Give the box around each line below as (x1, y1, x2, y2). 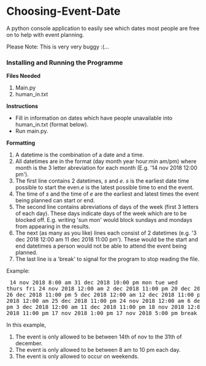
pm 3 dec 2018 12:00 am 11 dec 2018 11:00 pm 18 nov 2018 (6, 303, 185, 311)
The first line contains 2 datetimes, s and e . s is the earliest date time (15, 177, 189, 185)
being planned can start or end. (15, 197, 95, 204)
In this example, (6, 321, 47, 329)
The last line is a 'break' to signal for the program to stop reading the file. (15, 256, 200, 263)
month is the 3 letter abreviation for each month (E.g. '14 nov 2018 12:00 (15, 164, 198, 172)
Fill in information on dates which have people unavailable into (15, 115, 173, 122)
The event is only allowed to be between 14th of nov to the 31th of (15, 333, 182, 341)
